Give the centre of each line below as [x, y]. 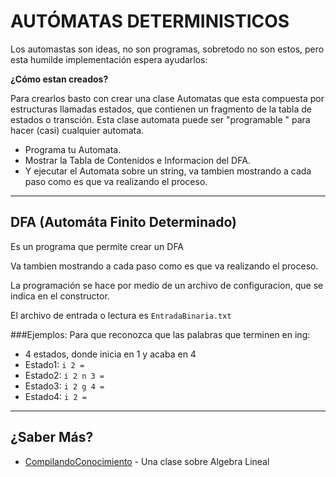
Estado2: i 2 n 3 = [64, 375]
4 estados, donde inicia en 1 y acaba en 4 [110, 354]
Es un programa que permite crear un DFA [97, 246]
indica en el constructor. [60, 296]
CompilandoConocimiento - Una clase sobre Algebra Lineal [147, 461]
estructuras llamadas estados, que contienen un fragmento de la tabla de [161, 109]
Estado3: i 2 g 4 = [64, 386]
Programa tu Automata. [73, 149]
